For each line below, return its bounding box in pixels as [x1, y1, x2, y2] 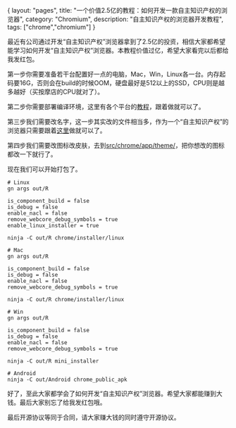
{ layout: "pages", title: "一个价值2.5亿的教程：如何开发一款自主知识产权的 [7, 6, 222, 14]
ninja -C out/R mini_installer [7, 358, 99, 365]
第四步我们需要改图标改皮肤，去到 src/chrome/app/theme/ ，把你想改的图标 [7, 141, 225, 149]
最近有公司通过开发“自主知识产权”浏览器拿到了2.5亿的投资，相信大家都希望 [7, 37, 226, 46]
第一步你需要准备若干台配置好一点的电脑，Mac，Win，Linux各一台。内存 [7, 70, 220, 78]
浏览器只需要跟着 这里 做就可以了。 [7, 126, 106, 134]
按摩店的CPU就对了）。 [37, 87, 104, 96]
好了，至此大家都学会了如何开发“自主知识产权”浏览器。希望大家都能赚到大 [7, 389, 223, 398]
